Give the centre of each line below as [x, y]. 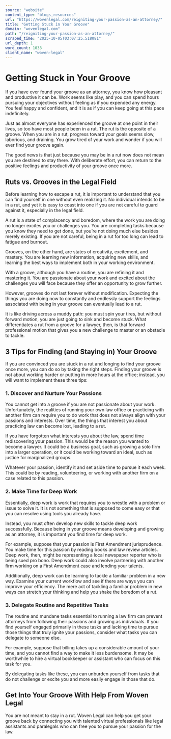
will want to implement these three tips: [47, 380]
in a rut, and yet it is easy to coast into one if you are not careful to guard [81, 205]
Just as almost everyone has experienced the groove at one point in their [82, 123]
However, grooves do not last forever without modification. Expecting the [82, 293]
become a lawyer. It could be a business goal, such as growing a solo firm [83, 447]
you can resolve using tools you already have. [53, 513]
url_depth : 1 [19, 43]
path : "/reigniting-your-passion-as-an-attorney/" [60, 34]
